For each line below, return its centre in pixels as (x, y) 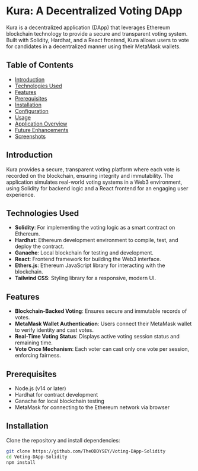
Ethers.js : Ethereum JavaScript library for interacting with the (90, 265)
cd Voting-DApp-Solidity (37, 457)
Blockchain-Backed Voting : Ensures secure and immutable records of (101, 311)
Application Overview (41, 124)
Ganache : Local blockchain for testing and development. (84, 253)
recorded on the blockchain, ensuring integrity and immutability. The (90, 175)
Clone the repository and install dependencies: (63, 440)
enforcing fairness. (38, 356)
